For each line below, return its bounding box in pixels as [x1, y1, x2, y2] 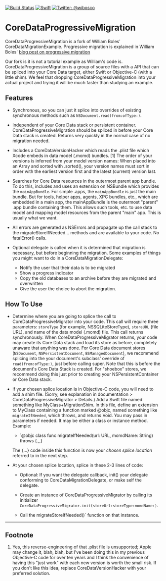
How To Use [5, 300, 43, 309]
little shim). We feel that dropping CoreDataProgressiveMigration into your [5, 74, 156, 80]
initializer [19, 497, 39, 503]
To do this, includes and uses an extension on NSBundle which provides [12, 183, 160, 189]
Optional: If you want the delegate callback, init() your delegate [19, 472, 148, 477]
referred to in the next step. [12, 452, 68, 458]
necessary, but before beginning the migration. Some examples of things [12, 250, 161, 256]
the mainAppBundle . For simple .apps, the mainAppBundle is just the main [12, 188, 156, 194]
